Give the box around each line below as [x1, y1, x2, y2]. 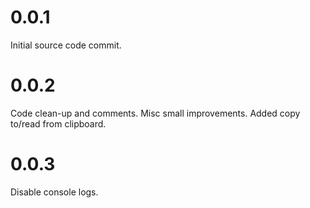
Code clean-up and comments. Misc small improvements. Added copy [10, 107, 301, 119]
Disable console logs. [10, 186, 99, 198]
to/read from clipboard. [10, 117, 107, 130]
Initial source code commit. [10, 39, 122, 51]
